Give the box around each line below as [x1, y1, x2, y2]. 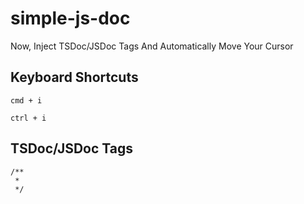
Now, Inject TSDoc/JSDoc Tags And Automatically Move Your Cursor [10, 40, 294, 52]
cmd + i [10, 95, 43, 106]
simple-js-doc [10, 7, 131, 30]
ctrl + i [10, 113, 47, 123]
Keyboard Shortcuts [10, 69, 139, 86]
